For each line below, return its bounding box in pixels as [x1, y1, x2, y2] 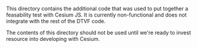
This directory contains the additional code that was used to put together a [6, 5, 188, 12]
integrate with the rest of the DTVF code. [6, 18, 106, 24]
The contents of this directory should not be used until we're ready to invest [6, 29, 191, 36]
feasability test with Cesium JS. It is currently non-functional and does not [6, 11, 187, 18]
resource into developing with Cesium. [6, 36, 100, 42]
